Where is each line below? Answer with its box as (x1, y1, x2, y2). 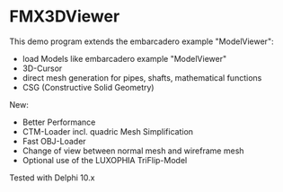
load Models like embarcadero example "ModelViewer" (22, 53, 227, 64)
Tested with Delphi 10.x (9, 172, 95, 183)
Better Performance (22, 117, 96, 127)
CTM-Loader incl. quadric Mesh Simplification (22, 126, 194, 136)
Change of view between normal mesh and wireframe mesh (22, 145, 244, 156)
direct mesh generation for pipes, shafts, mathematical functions (22, 72, 262, 83)
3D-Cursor (22, 63, 63, 74)
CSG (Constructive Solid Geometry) (22, 82, 155, 92)
